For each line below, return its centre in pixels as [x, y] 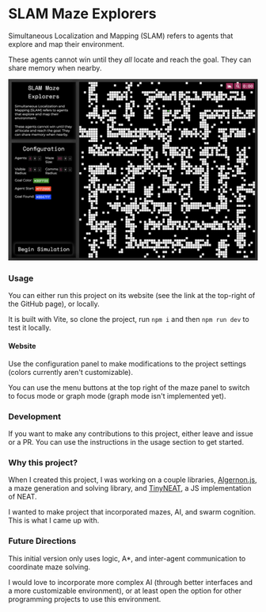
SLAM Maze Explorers [82, 14]
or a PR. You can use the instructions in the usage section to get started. [126, 442]
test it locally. [30, 328]
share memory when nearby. [55, 67]
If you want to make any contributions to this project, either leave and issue [131, 434]
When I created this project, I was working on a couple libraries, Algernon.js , [133, 480]
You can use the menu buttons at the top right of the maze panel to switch [129, 387]
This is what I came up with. [54, 521]
